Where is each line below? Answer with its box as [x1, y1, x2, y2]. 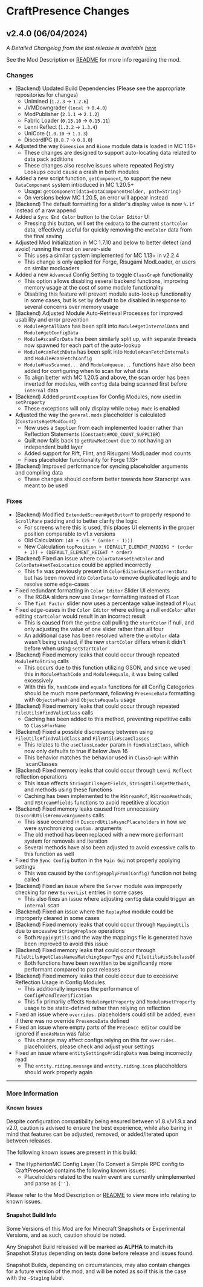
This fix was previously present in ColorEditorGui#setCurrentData [24, 567, 188, 575]
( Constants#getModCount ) [14, 418, 77, 425]
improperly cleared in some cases [14, 914, 100, 921]
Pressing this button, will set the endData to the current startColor [24, 219, 188, 227]
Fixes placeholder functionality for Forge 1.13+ [24, 456, 139, 464]
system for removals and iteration [24, 837, 108, 844]
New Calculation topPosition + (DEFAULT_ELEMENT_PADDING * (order [24, 543, 194, 550]
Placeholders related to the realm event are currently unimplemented [24, 1173, 196, 1180]
